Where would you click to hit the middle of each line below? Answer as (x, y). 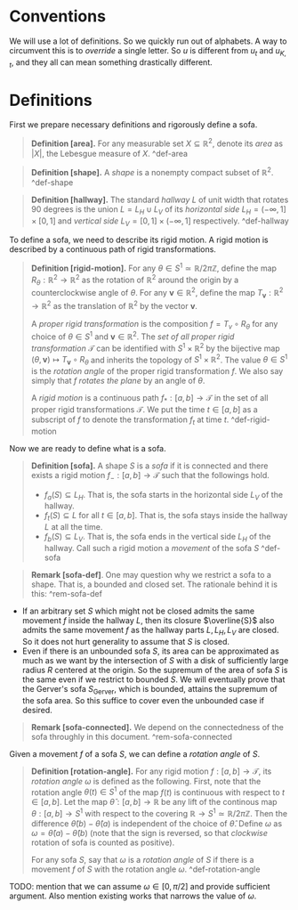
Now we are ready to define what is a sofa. (88, 448)
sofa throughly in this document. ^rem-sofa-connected (132, 736)
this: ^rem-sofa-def (66, 593)
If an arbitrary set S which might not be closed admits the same (138, 611)
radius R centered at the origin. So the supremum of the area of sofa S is (155, 670)
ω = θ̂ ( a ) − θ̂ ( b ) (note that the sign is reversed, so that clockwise (149, 833)
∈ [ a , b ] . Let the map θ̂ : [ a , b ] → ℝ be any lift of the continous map (154, 802)
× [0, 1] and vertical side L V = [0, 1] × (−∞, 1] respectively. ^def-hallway (160, 222)
